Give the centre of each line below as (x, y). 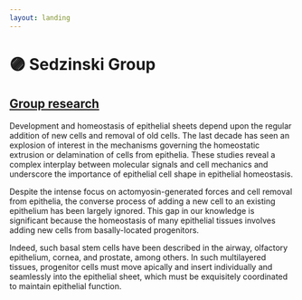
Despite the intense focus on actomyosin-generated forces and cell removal (151, 191)
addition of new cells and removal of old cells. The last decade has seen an (150, 135)
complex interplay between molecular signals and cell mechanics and (139, 164)
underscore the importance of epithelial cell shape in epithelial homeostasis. (151, 174)
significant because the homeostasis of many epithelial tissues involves (142, 220)
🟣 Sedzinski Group (83, 64)
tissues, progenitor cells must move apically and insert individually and (141, 266)
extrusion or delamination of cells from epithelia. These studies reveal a (142, 154)
